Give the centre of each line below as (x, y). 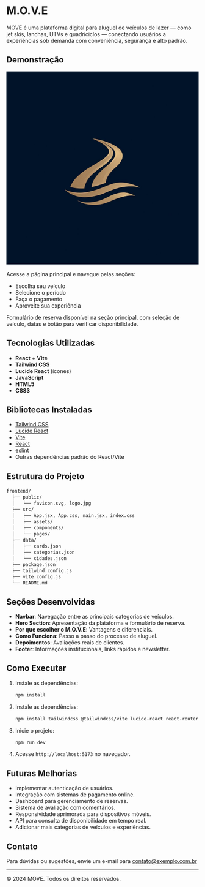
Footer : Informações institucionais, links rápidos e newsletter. (92, 649)
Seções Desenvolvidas (51, 602)
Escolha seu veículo (40, 286)
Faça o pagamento (39, 299)
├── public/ (27, 497)
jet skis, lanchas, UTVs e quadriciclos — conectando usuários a (86, 34)
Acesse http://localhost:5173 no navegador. (73, 754)
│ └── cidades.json (39, 559)
